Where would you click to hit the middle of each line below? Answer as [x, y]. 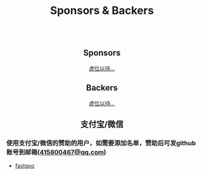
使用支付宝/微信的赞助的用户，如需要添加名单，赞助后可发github [101, 143]
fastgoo [25, 166]
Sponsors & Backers [102, 11]
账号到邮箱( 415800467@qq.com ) [56, 152]
